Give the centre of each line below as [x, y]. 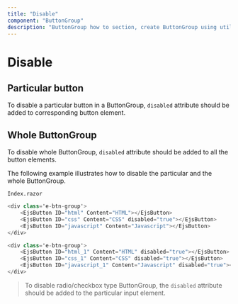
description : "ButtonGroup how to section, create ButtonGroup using [112, 27]
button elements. [32, 159]
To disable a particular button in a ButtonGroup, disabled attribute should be [119, 105]
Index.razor [25, 194]
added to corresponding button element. [67, 113]
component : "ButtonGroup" [45, 21]
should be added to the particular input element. [95, 293]
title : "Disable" [33, 14]
